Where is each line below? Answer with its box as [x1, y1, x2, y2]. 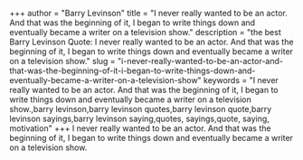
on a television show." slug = [9, 56, 116, 66]
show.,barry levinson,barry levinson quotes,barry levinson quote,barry [9, 104, 272, 114]
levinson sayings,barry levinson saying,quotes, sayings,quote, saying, [9, 113, 270, 124]
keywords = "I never [203, 75, 279, 85]
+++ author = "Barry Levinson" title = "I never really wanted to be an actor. [9, 8, 288, 18]
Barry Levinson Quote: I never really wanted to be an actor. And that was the [9, 36, 294, 47]
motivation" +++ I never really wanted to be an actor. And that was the [9, 123, 271, 134]
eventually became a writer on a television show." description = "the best [9, 27, 282, 37]
